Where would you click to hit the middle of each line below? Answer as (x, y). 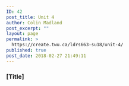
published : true (26, 50)
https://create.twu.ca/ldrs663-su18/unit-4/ (67, 45)
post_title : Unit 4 (30, 17)
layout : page (22, 34)
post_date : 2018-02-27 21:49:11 (46, 56)
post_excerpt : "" (28, 28)
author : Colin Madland (34, 23)
